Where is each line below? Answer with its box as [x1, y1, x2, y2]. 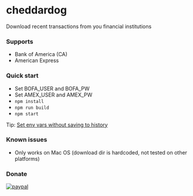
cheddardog [6, 4, 67, 17]
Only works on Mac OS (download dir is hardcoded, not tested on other [14, 149, 188, 156]
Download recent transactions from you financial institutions [6, 23, 152, 30]
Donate [6, 170, 28, 178]
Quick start [6, 71, 39, 80]
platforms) [14, 155, 40, 162]
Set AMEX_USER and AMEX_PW [14, 91, 93, 98]
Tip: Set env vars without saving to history [6, 121, 108, 128]
